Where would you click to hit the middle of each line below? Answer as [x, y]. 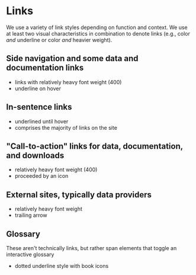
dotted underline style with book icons [62, 266]
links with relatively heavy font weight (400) [68, 82]
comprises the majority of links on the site [66, 127]
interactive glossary [30, 254]
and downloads [35, 155]
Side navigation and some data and [72, 58]
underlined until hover [41, 121]
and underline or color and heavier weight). [59, 40]
